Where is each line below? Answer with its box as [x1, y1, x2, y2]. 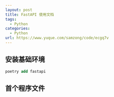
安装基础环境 [5, 55, 45, 64]
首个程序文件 [5, 84, 45, 92]
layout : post [5, 7, 33, 13]
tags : [5, 17, 17, 22]
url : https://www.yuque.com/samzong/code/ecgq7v [5, 36, 109, 41]
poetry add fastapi [5, 69, 46, 74]
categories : [5, 26, 30, 31]
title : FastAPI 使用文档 [5, 12, 54, 17]
